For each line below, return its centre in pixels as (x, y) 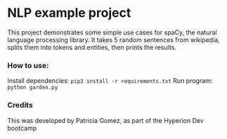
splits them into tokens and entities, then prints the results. (92, 47)
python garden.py (33, 88)
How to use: (28, 65)
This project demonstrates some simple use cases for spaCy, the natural (112, 32)
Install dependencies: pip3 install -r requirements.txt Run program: (110, 81)
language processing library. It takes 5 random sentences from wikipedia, (113, 39)
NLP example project (69, 13)
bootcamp (22, 128)
